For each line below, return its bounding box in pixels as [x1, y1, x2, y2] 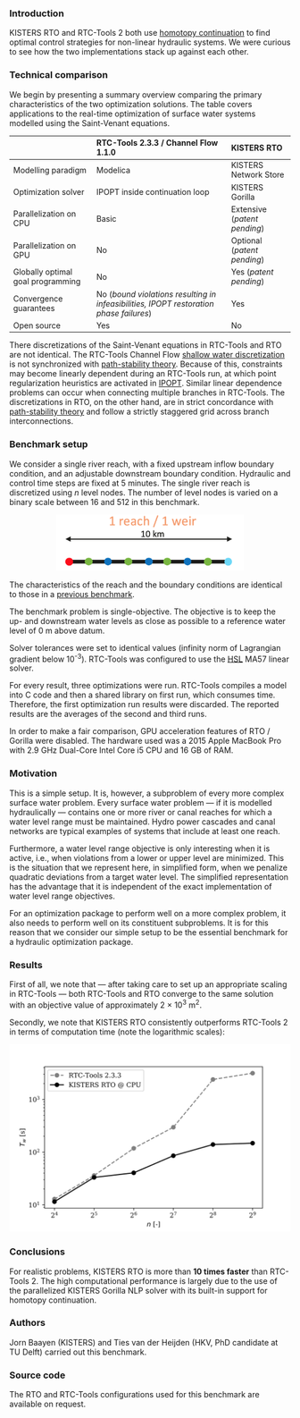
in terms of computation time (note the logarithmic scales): [9, 1026, 225, 1037]
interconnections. [9, 416, 74, 426]
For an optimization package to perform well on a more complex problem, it [9, 907, 287, 918]
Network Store [230, 169, 285, 181]
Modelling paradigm [12, 165, 87, 175]
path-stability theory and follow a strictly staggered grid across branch [9, 406, 270, 418]
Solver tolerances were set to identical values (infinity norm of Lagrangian [9, 642, 281, 653]
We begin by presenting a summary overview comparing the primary [9, 89, 262, 100]
